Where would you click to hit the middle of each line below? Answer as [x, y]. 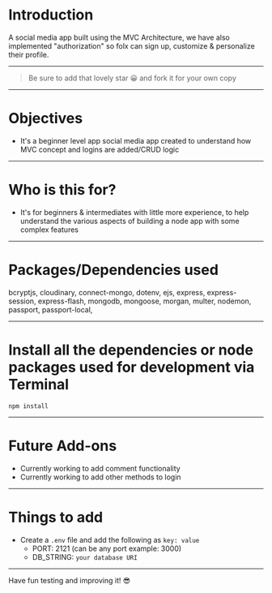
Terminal [39, 384]
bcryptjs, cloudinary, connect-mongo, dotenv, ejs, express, [107, 292]
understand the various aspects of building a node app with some [130, 221]
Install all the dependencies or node [131, 350]
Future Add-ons [63, 446]
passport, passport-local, [51, 309]
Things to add [56, 517]
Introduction [51, 15]
